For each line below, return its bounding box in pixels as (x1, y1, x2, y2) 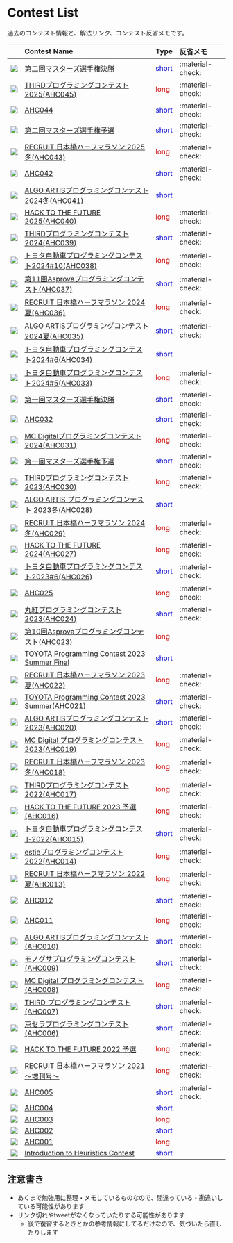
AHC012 (24, 895, 53, 905)
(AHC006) (24, 1028, 59, 1038)
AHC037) (41, 284, 73, 294)
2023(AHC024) (24, 614, 77, 623)
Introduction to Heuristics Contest (24, 1148, 135, 1158)
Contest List (7, 5, 78, 21)
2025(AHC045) (24, 89, 77, 99)
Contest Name (24, 47, 74, 56)
